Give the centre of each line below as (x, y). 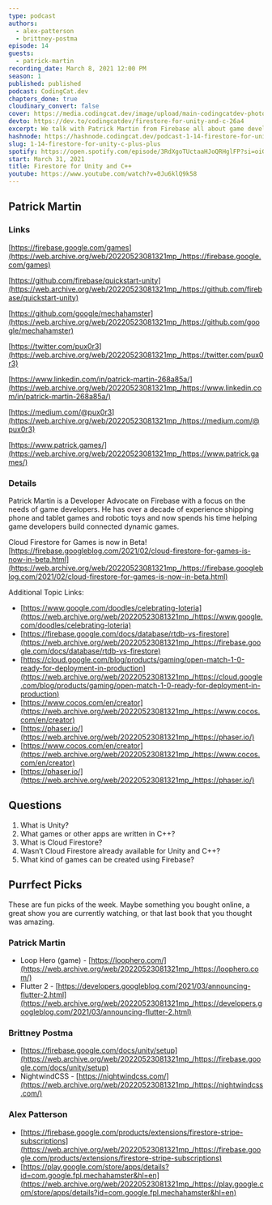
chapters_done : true (43, 99)
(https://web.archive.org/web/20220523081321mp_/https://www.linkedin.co (135, 387)
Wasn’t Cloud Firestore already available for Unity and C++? (120, 850)
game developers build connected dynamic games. (94, 526)
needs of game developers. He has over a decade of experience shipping (131, 509)
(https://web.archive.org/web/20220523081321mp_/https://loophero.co (139, 969)
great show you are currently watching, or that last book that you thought (130, 913)
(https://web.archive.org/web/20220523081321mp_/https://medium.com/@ (134, 420)
